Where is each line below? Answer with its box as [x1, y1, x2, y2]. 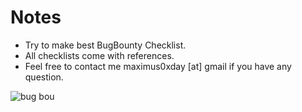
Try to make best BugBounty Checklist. [24, 39, 187, 51]
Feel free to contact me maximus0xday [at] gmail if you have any [24, 60, 292, 72]
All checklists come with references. [24, 49, 175, 61]
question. [24, 71, 64, 83]
